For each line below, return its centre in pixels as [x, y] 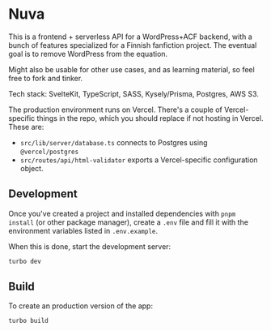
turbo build [28, 321]
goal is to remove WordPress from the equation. [88, 54]
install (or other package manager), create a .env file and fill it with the [129, 222]
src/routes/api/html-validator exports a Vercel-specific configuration [139, 160]
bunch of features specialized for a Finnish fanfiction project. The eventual [133, 45]
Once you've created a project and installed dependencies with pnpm [122, 213]
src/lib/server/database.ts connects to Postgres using [114, 142]
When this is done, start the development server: [90, 246]
